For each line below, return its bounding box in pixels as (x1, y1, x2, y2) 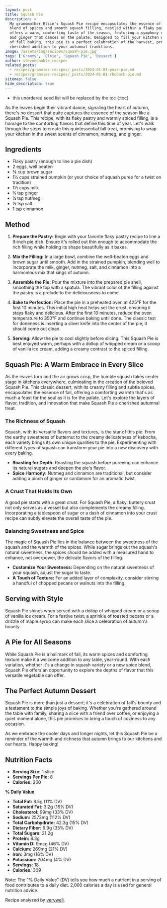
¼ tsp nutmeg (12, 195, 41, 201)
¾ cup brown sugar (12, 169, 53, 175)
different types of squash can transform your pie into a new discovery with (5, 445, 158, 451)
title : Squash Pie (5, 12, 43, 17)
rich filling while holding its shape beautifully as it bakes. (12, 244, 128, 250)
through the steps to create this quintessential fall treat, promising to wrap (5, 125, 157, 132)
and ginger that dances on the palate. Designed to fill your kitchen (9, 35, 159, 40)
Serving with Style (5, 594, 64, 603)
